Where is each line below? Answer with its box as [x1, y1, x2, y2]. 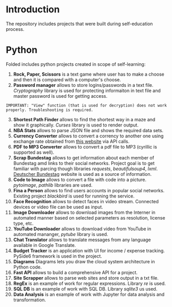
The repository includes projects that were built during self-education [6, 21, 153, 27]
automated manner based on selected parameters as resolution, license [13, 214, 166, 221]
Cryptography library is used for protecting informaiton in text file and [13, 87, 161, 94]
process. [6, 26, 25, 32]
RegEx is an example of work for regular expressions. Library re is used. [13, 280, 166, 286]
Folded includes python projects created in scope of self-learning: [6, 61, 146, 67]
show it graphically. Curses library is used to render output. [13, 122, 139, 128]
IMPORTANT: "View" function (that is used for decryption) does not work [6, 103, 167, 108]
